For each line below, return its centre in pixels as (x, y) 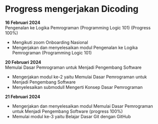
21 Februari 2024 (23, 97)
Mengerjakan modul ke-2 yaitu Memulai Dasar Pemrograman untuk (79, 77)
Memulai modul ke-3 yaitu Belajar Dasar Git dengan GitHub (71, 116)
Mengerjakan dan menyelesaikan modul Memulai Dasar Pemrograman (82, 106)
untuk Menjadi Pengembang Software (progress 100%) (67, 111)
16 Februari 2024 (23, 22)
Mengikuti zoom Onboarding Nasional (50, 42)
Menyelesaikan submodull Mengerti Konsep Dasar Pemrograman (77, 87)
